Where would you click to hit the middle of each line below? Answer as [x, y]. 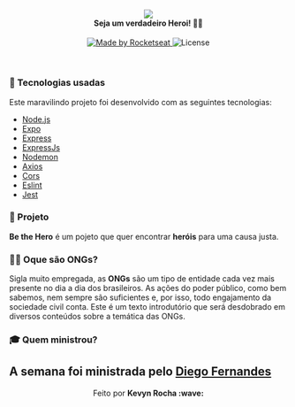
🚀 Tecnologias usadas [57, 83]
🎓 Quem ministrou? [53, 340]
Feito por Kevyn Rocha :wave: [148, 393]
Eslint [32, 185]
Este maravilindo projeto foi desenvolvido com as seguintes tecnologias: [140, 102]
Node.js [36, 119]
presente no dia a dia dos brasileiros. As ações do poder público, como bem [148, 288]
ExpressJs [41, 147]
